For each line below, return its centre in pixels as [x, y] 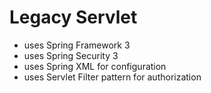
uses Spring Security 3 [71, 55]
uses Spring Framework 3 [77, 45]
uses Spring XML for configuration [95, 66]
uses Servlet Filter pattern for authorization [112, 77]
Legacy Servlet [73, 17]
